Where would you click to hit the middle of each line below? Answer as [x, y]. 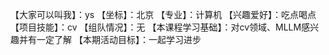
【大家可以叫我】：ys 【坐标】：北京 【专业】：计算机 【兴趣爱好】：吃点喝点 [163, 14]
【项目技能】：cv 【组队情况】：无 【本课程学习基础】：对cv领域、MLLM [156, 27]
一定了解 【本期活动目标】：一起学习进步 [119, 39]
